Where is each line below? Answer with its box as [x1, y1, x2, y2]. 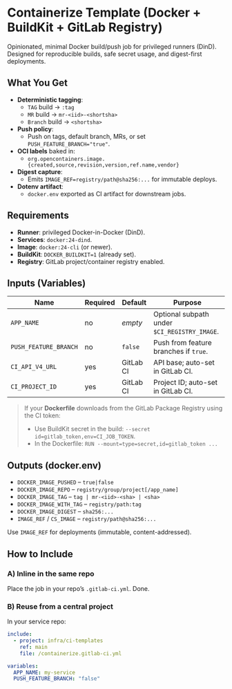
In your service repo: [7, 617, 67, 626]
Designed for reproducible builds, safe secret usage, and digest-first [7, 50, 202, 58]
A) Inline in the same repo [7, 569, 95, 578]
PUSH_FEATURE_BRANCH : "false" [13, 675, 100, 682]
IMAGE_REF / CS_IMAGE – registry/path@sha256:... [17, 515, 157, 523]
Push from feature [153, 338, 212, 348]
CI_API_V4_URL [10, 363, 57, 371]
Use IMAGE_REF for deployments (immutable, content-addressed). [7, 528, 192, 536]
